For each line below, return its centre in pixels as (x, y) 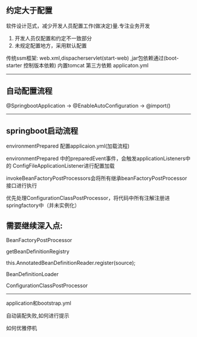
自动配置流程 (29, 91)
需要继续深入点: (35, 225)
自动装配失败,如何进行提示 (38, 316)
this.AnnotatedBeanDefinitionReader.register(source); (71, 263)
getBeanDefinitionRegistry (38, 251)
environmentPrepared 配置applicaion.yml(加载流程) (68, 146)
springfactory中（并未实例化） (43, 205)
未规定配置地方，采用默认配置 (50, 45)
